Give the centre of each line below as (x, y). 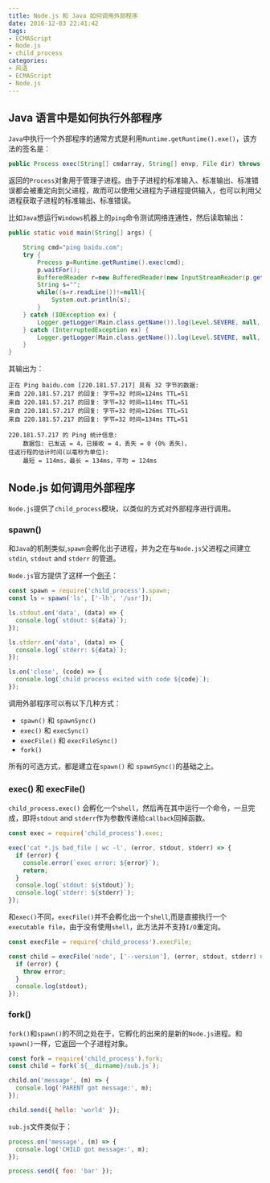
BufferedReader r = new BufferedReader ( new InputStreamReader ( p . (145, 277)
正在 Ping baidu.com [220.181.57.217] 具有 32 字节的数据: (104, 386)
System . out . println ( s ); (91, 300)
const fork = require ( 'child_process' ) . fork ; (86, 1059)
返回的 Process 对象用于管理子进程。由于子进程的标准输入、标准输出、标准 (130, 180)
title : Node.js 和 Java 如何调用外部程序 (73, 16)
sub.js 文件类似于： (40, 1126)
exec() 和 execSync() (55, 730)
